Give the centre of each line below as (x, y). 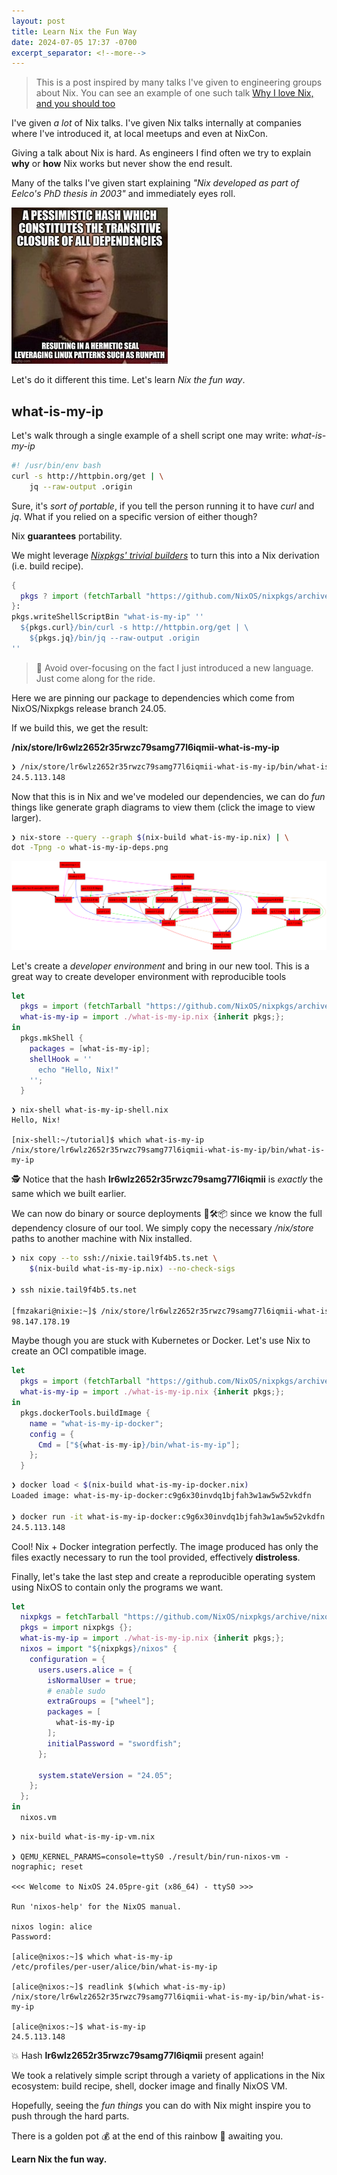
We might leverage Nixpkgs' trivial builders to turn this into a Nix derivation (165, 555)
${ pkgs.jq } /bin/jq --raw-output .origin (114, 638)
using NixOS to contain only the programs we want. (117, 1587)
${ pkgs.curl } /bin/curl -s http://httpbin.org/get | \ (134, 628)
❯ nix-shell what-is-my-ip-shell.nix (90, 1110)
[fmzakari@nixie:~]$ (54, 1311)
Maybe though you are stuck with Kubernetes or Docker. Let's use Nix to (161, 1341)
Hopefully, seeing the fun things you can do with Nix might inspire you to (161, 2105)
